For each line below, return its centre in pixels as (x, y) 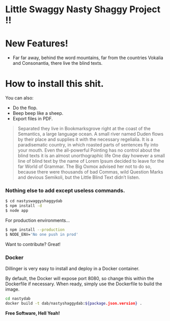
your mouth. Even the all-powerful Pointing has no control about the (89, 150)
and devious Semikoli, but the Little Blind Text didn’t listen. (79, 178)
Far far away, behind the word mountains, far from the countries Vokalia (88, 58)
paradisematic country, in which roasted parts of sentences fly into (88, 145)
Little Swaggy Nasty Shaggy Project (83, 9)
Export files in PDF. (33, 119)
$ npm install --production (35, 230)
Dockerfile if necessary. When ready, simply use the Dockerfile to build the (84, 284)
